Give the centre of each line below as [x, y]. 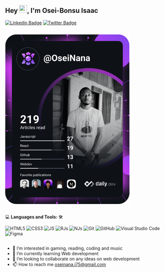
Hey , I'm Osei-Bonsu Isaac [52, 11]
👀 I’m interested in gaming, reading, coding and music [67, 248]
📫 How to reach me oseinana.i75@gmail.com [59, 264]
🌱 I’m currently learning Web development [55, 253]
